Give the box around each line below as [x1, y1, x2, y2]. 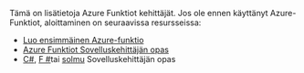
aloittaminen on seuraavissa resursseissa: [44, 17, 202, 28]
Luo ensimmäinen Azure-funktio [22, 35, 144, 45]
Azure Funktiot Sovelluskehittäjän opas [22, 44, 169, 55]
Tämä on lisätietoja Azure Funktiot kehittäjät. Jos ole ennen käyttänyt [9, 8, 268, 18]
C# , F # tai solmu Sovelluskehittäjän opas [22, 54, 176, 64]
